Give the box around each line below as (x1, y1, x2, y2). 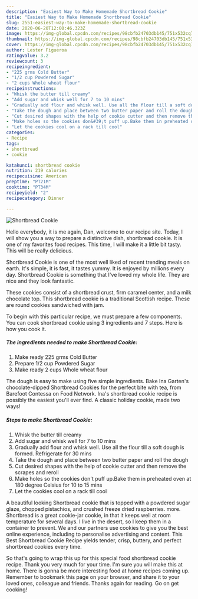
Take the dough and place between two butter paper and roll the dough (14, 456, 189, 464)
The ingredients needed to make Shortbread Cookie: (6, 339, 138, 346)
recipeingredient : (6, 63, 51, 70)
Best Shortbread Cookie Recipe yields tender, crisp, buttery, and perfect (6, 537, 181, 544)
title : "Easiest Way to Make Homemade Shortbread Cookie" (6, 14, 151, 20)
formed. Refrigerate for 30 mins (14, 450, 92, 457)
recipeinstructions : (6, 86, 57, 92)
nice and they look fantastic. (6, 277, 75, 284)
